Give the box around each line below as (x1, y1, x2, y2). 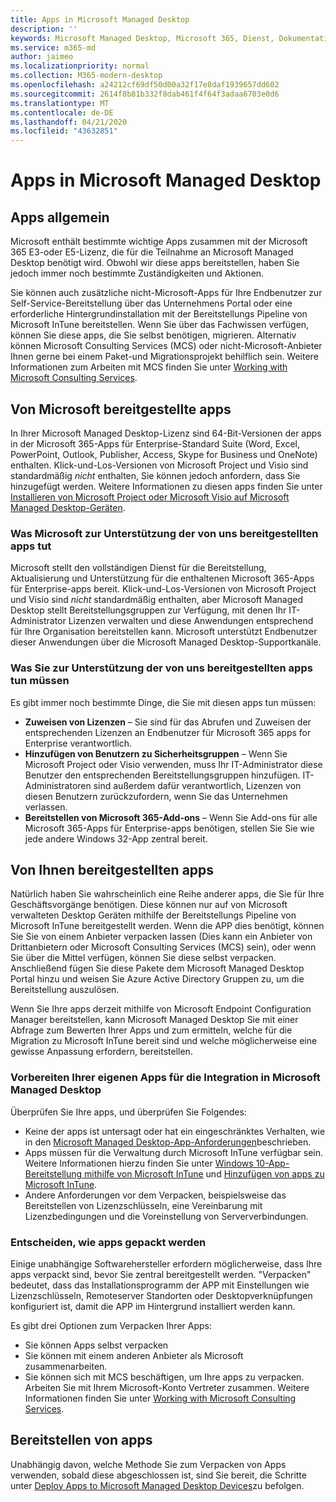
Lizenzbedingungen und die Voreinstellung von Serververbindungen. (24, 1210, 309, 1222)
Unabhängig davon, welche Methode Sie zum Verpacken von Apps (10, 1458, 287, 1470)
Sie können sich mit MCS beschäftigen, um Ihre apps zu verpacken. (24, 1371, 305, 1383)
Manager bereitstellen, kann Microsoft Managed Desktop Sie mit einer (10, 1014, 299, 1026)
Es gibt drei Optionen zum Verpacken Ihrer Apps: (10, 1319, 212, 1331)
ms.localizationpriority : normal (10, 61, 150, 71)
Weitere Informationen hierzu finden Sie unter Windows (24, 1157, 254, 1169)
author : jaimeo (10, 52, 74, 62)
